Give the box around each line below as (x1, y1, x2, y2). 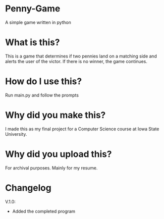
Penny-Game (5, 3, 60, 14)
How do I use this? (5, 76, 82, 87)
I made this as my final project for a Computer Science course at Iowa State (5, 126, 160, 132)
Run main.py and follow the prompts (5, 92, 79, 98)
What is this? (5, 37, 60, 48)
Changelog (5, 182, 52, 193)
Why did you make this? (5, 109, 106, 120)
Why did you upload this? (5, 148, 112, 160)
